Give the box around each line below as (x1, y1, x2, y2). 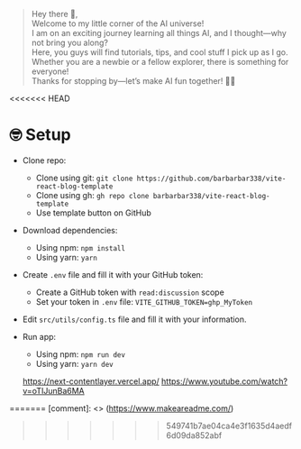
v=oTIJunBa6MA (22, 385, 86, 396)
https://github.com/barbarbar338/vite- (136, 174, 287, 183)
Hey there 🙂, (31, 9, 78, 19)
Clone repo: (22, 154, 67, 166)
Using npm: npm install (35, 242, 126, 252)
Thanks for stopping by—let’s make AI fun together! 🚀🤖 (31, 76, 236, 86)
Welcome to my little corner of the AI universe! (31, 18, 205, 29)
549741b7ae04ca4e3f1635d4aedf (166, 420, 293, 431)
